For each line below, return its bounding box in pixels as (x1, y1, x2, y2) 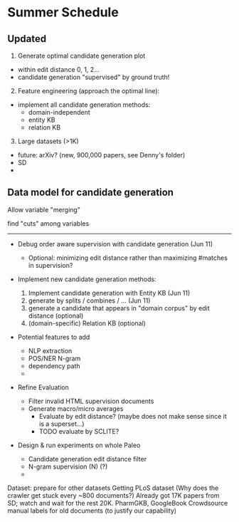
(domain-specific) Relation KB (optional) (28, 318, 146, 328)
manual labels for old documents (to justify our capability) (7, 506, 176, 515)
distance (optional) (28, 311, 84, 320)
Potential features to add (17, 333, 90, 341)
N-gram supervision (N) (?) (28, 462, 108, 471)
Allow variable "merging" (7, 205, 80, 214)
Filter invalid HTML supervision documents (28, 397, 154, 405)
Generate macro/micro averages (28, 404, 124, 413)
